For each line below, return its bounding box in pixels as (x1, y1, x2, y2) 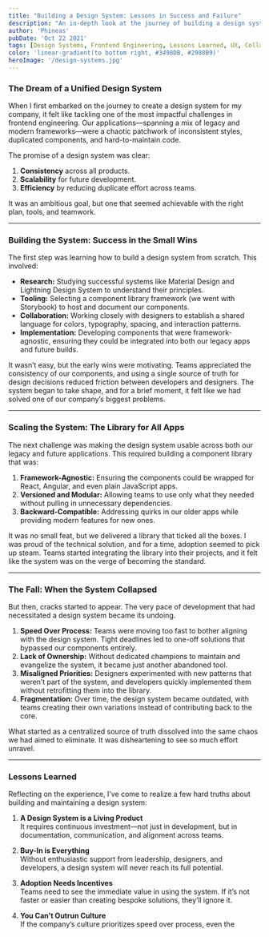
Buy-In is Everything (19, 846, 90, 855)
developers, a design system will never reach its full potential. (19, 863, 224, 873)
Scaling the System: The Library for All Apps (8, 422, 185, 433)
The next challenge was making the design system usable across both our (8, 440, 254, 449)
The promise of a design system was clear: (8, 151, 151, 160)
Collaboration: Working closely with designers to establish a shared (19, 311, 245, 320)
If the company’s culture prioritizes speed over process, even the (19, 919, 235, 929)
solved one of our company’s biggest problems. (8, 394, 166, 404)
